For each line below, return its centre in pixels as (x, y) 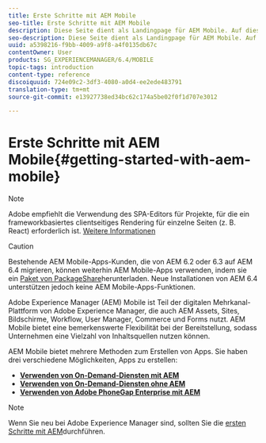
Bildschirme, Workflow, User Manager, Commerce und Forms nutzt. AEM (127, 319)
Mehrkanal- (232, 302)
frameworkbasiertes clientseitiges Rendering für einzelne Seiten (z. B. (122, 222)
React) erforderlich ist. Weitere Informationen (82, 231)
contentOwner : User (40, 52)
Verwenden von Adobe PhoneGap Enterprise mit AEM (110, 392)
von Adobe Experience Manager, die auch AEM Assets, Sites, (139, 311)
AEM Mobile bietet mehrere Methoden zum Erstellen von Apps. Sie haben (128, 352)
